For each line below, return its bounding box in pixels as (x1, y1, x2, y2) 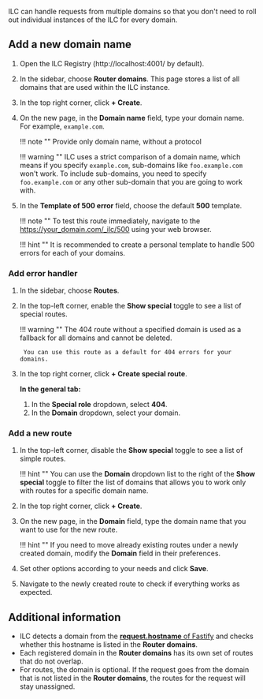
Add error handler (8, 267, 78, 278)
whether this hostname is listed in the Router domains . (19, 640, 198, 649)
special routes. (19, 309, 69, 319)
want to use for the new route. (19, 525, 118, 535)
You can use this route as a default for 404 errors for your (23, 349, 232, 357)
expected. (19, 588, 53, 597)
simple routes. (19, 454, 66, 464)
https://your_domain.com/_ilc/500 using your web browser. (19, 224, 212, 234)
